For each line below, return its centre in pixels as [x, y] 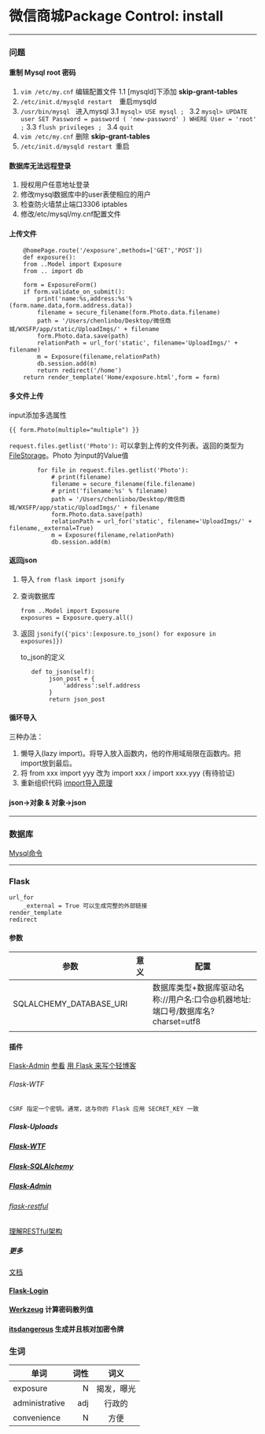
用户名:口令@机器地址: [209, 1000]
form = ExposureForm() [60, 285]
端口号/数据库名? [184, 1012]
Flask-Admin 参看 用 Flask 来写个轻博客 [73, 1066]
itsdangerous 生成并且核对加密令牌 [66, 1329]
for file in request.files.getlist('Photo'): [113, 470]
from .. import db [53, 271]
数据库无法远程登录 [40, 165]
